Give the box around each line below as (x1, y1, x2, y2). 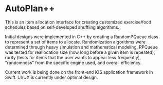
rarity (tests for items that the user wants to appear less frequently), (5, 54, 141, 60)
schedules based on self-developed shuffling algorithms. (5, 24, 120, 30)
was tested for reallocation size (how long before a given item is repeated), (5, 49, 155, 55)
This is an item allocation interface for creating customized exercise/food (5, 19, 152, 25)
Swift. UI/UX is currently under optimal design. (5, 74, 98, 80)
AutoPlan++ (5, 3, 55, 14)
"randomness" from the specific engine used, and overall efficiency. (5, 60, 142, 65)
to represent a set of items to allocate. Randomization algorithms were (5, 39, 146, 44)
